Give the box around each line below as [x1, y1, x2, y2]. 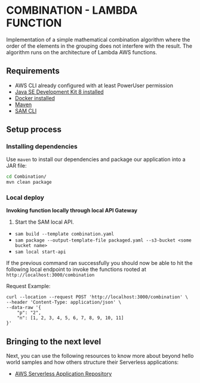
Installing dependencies [6, 143, 78, 151]
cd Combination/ [6, 174, 47, 180]
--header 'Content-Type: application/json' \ [6, 299, 121, 305]
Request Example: [6, 283, 51, 290]
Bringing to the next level [6, 336, 101, 347]
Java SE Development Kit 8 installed [14, 88, 104, 95]
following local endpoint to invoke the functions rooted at [6, 266, 146, 273]
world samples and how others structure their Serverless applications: [6, 359, 179, 366]
